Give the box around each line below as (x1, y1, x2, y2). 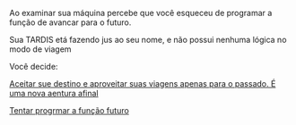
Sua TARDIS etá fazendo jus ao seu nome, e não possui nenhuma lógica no (9, 35, 287, 45)
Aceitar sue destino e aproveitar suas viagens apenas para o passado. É (9, 79, 276, 88)
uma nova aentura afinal (9, 88, 99, 98)
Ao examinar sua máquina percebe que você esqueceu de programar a (9, 8, 273, 18)
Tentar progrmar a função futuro (9, 105, 130, 115)
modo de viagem (9, 44, 72, 54)
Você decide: (9, 62, 58, 71)
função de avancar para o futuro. (9, 17, 132, 28)
